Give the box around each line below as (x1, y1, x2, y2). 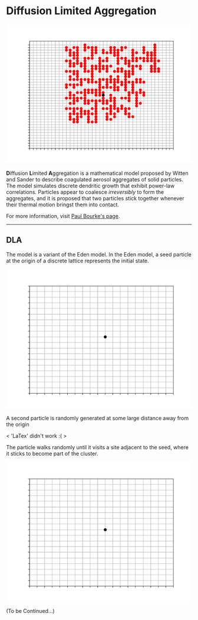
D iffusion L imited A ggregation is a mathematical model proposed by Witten (6, 170, 189, 177)
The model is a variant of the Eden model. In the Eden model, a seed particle (6, 251, 192, 258)
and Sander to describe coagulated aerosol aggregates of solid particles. (6, 176, 184, 183)
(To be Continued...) (6, 607, 55, 614)
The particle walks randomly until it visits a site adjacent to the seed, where (6, 443, 189, 450)
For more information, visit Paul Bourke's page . (6, 212, 120, 219)
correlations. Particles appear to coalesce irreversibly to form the (6, 188, 164, 196)
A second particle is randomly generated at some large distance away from (6, 414, 189, 421)
